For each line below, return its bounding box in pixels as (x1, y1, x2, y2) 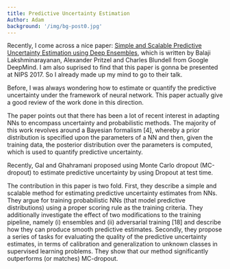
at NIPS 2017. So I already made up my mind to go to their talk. (7, 71, 183, 79)
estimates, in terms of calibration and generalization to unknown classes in (7, 240, 218, 248)
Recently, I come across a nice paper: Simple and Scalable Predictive (7, 42, 202, 50)
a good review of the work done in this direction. (7, 99, 144, 107)
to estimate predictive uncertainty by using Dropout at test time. (33, 168, 214, 177)
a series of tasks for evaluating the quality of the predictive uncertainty (7, 233, 207, 241)
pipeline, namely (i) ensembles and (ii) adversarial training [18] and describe (7, 218, 221, 227)
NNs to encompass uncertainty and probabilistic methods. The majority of (7, 119, 216, 127)
